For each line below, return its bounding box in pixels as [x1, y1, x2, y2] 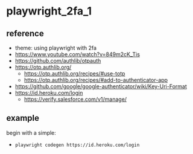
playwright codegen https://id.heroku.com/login [14, 142, 140, 148]
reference [6, 28, 44, 39]
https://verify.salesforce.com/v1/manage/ [24, 95, 127, 103]
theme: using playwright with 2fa [14, 44, 97, 51]
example [6, 113, 40, 123]
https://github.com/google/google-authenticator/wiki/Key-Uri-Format [14, 83, 187, 90]
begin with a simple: [6, 129, 56, 136]
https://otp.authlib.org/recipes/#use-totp [24, 70, 125, 77]
